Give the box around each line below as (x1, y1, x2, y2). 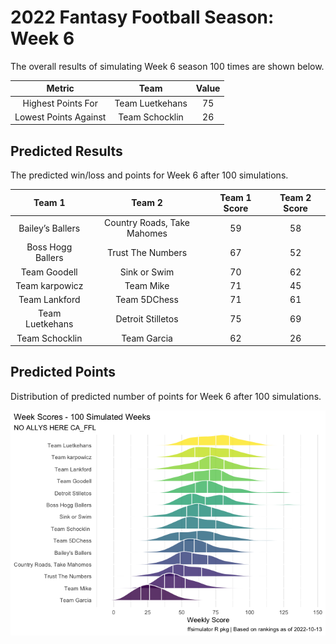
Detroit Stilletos (115, 312, 179, 325)
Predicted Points (10, 364, 117, 381)
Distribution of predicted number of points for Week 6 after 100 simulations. (10, 390, 322, 402)
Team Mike (124, 279, 170, 291)
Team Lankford (18, 294, 81, 305)
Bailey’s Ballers (18, 222, 81, 234)
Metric (46, 82, 75, 95)
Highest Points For (22, 97, 98, 109)
